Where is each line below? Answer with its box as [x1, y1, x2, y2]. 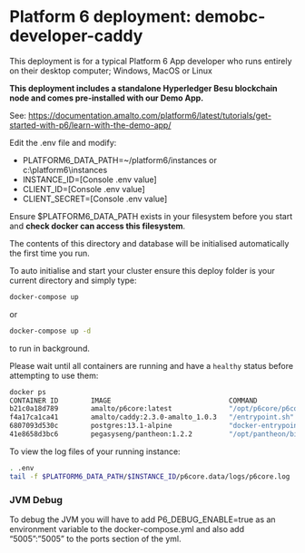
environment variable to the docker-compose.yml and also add [9, 523, 245, 534]
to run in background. [9, 343, 91, 354]
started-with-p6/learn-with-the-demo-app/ [9, 120, 172, 131]
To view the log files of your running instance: [9, 446, 181, 457]
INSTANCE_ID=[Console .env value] [22, 174, 157, 185]
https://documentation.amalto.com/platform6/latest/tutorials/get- [28, 110, 272, 121]
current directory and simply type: [9, 275, 138, 286]
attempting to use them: [9, 370, 99, 381]
